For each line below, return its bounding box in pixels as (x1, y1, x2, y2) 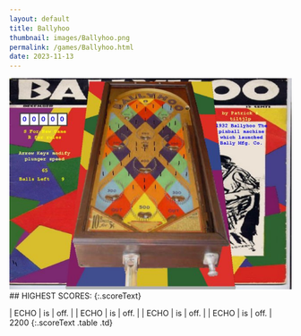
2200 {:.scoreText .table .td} (9, 317, 114, 328)
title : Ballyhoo (9, 23, 70, 33)
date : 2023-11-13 (9, 52, 74, 62)
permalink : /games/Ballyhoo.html (9, 43, 134, 52)
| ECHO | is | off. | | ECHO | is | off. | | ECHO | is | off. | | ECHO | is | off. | (9, 308, 272, 319)
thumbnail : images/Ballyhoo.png (9, 33, 130, 42)
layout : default (9, 14, 70, 23)
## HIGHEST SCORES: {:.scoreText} (9, 290, 142, 301)
